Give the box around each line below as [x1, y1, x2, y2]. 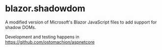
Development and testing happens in [5, 34, 80, 40]
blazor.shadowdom [5, 3, 85, 14]
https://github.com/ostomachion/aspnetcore [5, 39, 95, 45]
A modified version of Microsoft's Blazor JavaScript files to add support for [5, 19, 157, 25]
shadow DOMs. [5, 24, 36, 30]
